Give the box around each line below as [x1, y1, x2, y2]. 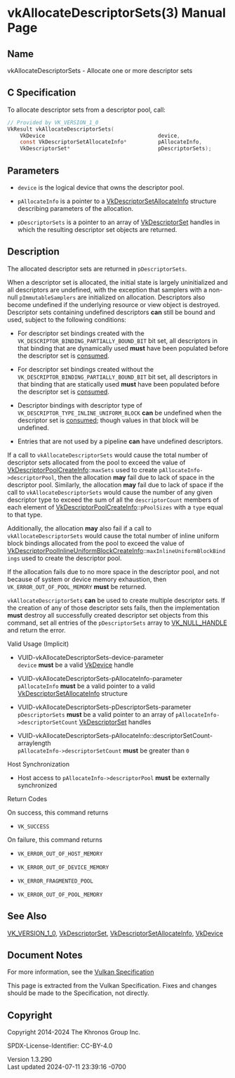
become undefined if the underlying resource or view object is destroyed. [7, 300, 220, 309]
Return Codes [7, 794, 48, 803]
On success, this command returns [7, 808, 109, 817]
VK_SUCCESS [17, 823, 50, 830]
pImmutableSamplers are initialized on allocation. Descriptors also [19, 293, 206, 301]
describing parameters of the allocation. [17, 204, 133, 212]
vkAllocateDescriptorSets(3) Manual [7, 5, 226, 21]
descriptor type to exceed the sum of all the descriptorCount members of [7, 495, 220, 504]
